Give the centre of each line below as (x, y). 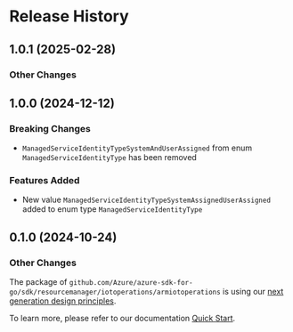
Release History (69, 16)
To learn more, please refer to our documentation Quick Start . (122, 319)
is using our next (253, 292)
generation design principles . (63, 301)
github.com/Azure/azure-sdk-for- (131, 283)
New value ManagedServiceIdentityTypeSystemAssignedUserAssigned (146, 200)
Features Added (45, 181)
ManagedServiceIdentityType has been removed (110, 158)
